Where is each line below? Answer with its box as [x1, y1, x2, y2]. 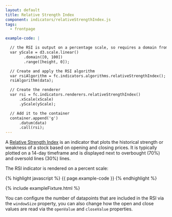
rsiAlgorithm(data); [10, 78, 54, 83]
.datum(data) [18, 120, 47, 125]
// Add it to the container [10, 111, 70, 116]
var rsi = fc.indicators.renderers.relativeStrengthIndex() [10, 92, 141, 97]
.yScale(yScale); [18, 101, 56, 106]
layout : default [5, 7, 40, 13]
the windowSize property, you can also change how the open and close [5, 201, 154, 207]
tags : [5, 21, 17, 27]
